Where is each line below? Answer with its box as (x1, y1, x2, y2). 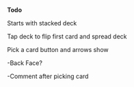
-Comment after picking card (7, 72, 89, 80)
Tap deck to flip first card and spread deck (7, 32, 128, 40)
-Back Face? (7, 59, 43, 67)
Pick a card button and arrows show (7, 46, 109, 53)
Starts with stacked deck (7, 19, 77, 27)
